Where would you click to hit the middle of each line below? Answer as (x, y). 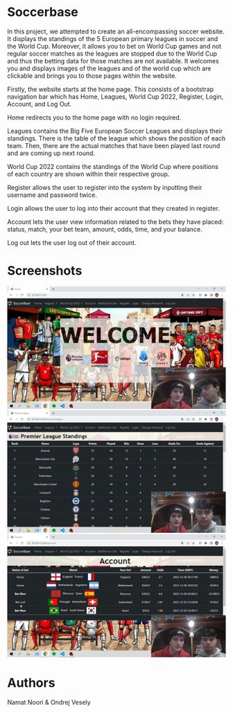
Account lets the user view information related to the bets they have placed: (115, 222)
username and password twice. (52, 195)
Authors (31, 683)
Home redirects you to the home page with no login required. (94, 117)
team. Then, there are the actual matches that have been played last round (114, 145)
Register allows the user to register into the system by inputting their (105, 187)
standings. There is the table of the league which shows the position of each (116, 138)
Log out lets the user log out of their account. (72, 242)
